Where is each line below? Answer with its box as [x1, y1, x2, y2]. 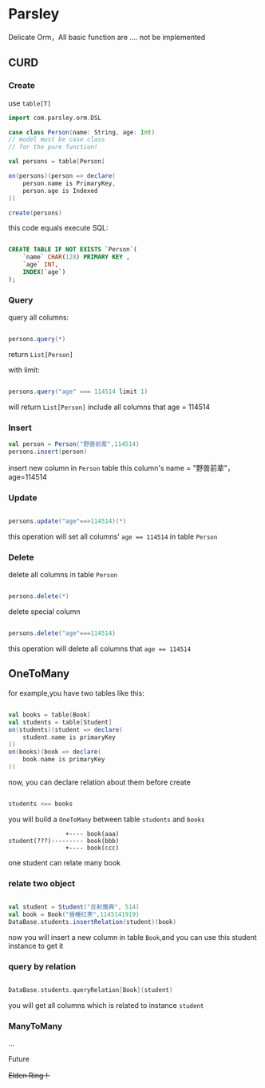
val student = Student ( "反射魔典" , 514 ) [8, 903, 140, 911]
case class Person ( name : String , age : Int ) [8, 128, 156, 136]
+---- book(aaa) [65, 829, 120, 837]
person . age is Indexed [22, 187, 98, 195]
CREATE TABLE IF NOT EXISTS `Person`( [8, 246, 137, 254]
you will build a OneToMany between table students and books [8, 814, 205, 824]
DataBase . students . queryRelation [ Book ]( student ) [8, 986, 173, 994]
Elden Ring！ [8, 1070, 51, 1081]
